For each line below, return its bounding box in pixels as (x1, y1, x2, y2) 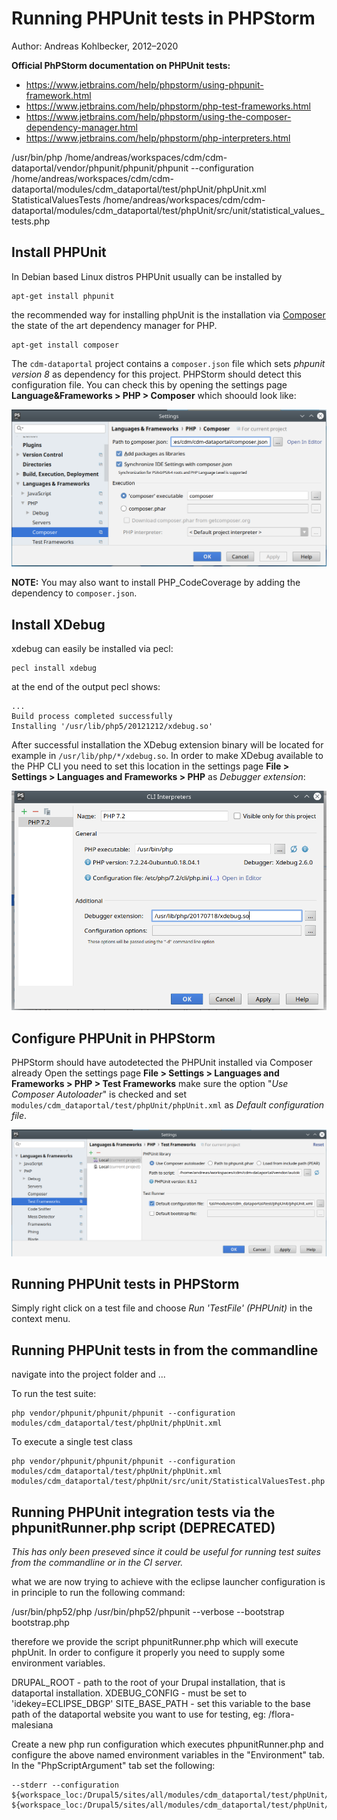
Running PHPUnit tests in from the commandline (11, 1342, 319, 1359)
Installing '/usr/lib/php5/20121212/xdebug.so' (11, 722, 214, 732)
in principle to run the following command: (11, 1586, 186, 1598)
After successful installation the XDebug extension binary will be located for (11, 739, 324, 751)
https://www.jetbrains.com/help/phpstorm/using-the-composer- (25, 110, 292, 122)
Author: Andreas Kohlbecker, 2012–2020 (11, 40, 179, 52)
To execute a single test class (11, 1436, 133, 1448)
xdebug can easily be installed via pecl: (11, 643, 174, 655)
